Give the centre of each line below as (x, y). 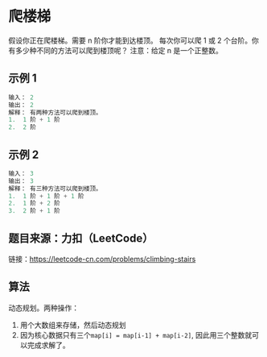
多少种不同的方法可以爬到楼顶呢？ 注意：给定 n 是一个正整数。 (119, 50)
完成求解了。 (48, 345)
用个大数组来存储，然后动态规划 (73, 325)
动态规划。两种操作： (43, 308)
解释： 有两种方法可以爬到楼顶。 (55, 112)
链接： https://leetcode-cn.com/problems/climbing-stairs (102, 259)
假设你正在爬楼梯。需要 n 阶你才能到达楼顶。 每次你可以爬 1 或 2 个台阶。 (130, 40)
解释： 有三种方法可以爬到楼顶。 (55, 189)
